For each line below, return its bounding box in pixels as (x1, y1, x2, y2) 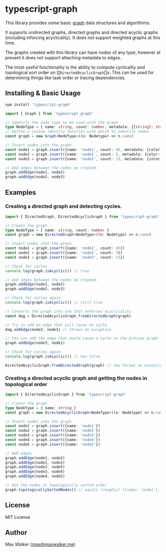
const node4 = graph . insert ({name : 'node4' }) (5, 437, 100, 442)
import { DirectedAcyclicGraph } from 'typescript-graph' (5, 392, 127, 397)
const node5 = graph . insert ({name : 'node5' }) (5, 442, 100, 447)
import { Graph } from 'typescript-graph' (5, 111, 94, 116)
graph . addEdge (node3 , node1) (5, 341, 65, 346)
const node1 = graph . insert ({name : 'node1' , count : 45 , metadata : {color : (5, 147, 163, 152)
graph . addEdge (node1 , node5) (5, 465, 65, 470)
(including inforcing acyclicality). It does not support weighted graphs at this (5, 35, 161, 40)
